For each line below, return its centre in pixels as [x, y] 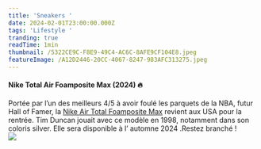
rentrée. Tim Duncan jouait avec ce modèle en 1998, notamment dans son [129, 120]
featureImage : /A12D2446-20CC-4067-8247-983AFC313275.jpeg [108, 60]
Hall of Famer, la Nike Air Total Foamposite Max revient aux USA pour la [125, 112]
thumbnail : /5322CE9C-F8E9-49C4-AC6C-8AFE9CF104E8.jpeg [102, 52]
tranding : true [33, 38]
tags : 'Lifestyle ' [40, 30]
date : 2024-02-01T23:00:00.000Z [61, 23]
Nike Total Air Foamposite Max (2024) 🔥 [75, 85]
